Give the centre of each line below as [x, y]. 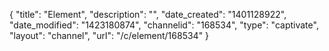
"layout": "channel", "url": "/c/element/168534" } [109, 35]
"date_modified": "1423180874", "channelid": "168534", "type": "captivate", [164, 25]
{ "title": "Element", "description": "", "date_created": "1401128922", [148, 14]
